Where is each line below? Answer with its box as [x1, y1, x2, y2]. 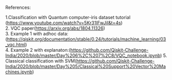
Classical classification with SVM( [5, 58, 77, 64]
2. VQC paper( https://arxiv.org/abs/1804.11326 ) [5, 25, 105, 31]
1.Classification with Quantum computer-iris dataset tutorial [5, 14, 131, 20]
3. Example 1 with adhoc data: [5, 31, 68, 36]
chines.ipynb [5, 69, 32, 75]
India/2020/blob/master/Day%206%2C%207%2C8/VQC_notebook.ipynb [5, 52, 161, 58]
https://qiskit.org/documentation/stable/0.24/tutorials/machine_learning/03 [7, 36, 166, 42]
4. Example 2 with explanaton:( [5, 47, 71, 53]
